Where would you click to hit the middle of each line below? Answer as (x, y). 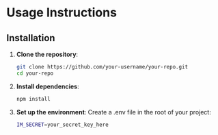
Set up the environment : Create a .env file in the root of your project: (113, 112)
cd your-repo (35, 73)
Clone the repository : (47, 54)
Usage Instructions (62, 13)
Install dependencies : (47, 86)
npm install (33, 99)
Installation (31, 38)
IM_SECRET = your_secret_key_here (62, 125)
